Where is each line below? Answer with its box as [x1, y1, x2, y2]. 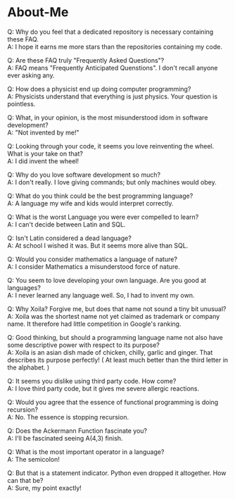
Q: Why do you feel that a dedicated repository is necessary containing [7, 27, 214, 36]
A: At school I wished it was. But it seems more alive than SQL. [7, 241, 189, 250]
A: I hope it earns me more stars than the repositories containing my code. [7, 42, 223, 51]
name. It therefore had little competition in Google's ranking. [7, 320, 182, 328]
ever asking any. [7, 71, 55, 80]
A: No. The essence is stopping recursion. [7, 412, 129, 421]
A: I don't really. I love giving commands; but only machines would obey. [7, 177, 217, 187]
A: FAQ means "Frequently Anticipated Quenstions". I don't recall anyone [7, 63, 218, 72]
